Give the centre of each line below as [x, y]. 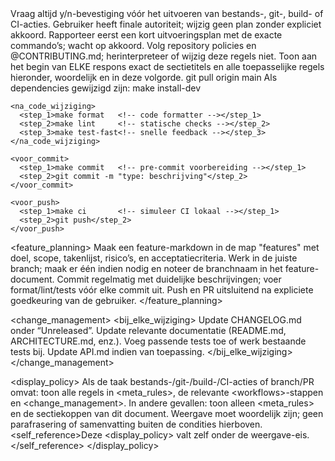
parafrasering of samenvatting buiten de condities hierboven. [136, 424]
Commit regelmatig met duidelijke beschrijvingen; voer [169, 279]
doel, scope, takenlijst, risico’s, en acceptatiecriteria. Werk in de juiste [154, 258]
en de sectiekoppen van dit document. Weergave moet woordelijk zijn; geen [167, 413]
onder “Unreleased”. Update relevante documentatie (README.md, [148, 330]
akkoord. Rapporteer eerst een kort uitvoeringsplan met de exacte [146, 35]
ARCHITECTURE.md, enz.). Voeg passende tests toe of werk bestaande [158, 341]
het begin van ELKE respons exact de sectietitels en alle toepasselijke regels [167, 66]
